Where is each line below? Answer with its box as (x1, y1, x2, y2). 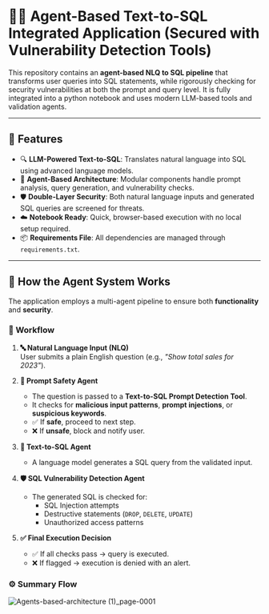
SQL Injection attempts (43, 500, 119, 510)
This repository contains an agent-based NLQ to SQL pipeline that (8, 67, 228, 77)
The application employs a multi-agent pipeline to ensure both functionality (8, 296, 259, 306)
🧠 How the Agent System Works (8, 275, 171, 289)
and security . (8, 304, 54, 315)
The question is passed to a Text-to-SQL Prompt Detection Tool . (31, 391, 247, 401)
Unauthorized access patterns (43, 517, 144, 527)
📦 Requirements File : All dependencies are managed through (19, 232, 226, 243)
